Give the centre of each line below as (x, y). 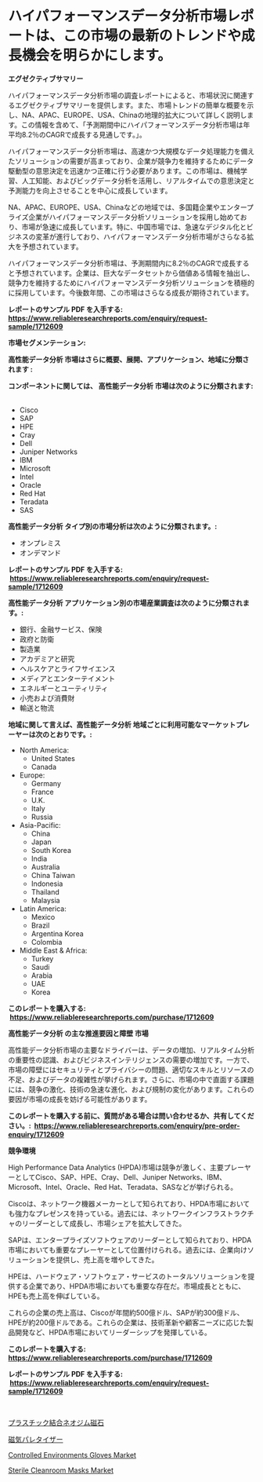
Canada (44, 767)
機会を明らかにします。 (97, 55)
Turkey (42, 958)
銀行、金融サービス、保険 (61, 629)
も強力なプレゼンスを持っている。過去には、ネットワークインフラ (114, 1213)
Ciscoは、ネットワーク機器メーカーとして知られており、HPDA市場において (129, 1203)
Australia (45, 867)
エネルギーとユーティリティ (64, 688)
